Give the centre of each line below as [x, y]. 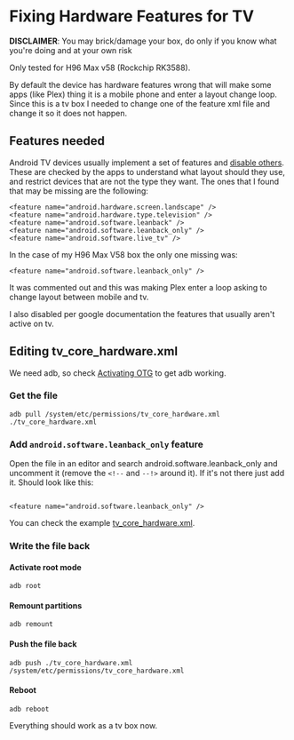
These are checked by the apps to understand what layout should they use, [147, 171]
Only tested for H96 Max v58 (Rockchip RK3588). [100, 68]
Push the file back [43, 644]
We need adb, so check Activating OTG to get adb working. [118, 373]
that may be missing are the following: [79, 191]
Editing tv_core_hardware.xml [94, 351]
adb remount [31, 625]
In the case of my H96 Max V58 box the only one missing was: [123, 254]
